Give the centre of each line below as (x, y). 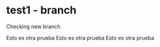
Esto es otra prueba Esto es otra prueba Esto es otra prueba (80, 38)
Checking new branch (34, 26)
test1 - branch (41, 10)
